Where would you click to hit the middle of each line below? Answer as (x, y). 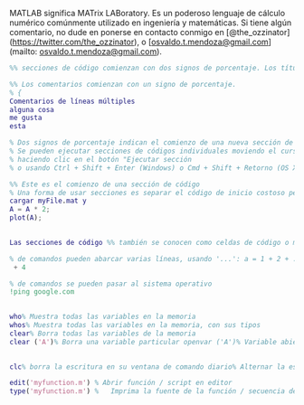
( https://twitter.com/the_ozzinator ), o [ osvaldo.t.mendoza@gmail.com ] (140, 42)
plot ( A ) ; (26, 218)
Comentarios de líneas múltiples (72, 101)
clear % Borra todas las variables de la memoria (103, 334)
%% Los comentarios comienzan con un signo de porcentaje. (123, 84)
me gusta (26, 118)
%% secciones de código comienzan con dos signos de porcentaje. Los (143, 68)
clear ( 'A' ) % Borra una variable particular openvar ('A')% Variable (143, 342)
